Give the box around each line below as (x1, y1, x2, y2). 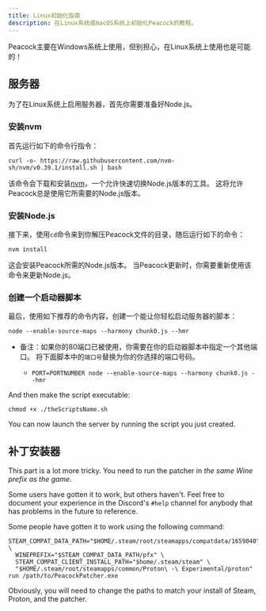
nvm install (8, 245, 47, 254)
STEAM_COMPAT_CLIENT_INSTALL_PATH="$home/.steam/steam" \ (15, 558, 211, 567)
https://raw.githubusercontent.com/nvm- (40, 156, 176, 165)
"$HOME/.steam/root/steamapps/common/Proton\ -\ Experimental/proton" (15, 565, 253, 573)
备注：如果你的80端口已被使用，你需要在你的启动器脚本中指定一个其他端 (19, 342, 258, 352)
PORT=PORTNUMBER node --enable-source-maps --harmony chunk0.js (31, 369, 249, 377)
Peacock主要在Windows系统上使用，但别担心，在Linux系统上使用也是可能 (8, 41, 251, 52)
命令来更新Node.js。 (8, 270, 75, 280)
